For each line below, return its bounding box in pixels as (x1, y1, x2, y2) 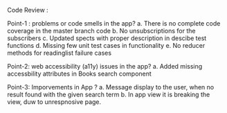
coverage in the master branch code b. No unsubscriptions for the (7, 27, 196, 35)
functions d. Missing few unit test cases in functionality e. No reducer (7, 42, 206, 49)
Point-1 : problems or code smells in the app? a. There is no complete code (7, 19, 221, 27)
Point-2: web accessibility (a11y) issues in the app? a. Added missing (7, 62, 203, 70)
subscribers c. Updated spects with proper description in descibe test (7, 34, 207, 42)
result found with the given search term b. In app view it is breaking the (7, 90, 210, 98)
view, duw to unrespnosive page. (7, 98, 102, 106)
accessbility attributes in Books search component (7, 69, 152, 78)
